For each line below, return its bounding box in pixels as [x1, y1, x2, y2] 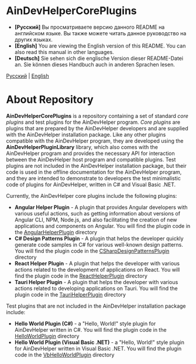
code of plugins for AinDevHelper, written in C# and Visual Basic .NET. [6, 181, 176, 188]
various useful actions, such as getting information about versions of [14, 210, 180, 217]
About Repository [6, 93, 94, 106]
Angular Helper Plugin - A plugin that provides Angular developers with [14, 204, 188, 211]
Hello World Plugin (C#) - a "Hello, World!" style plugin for [14, 320, 156, 327]
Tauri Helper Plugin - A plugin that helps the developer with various [14, 278, 178, 285]
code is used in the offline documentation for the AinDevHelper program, [6, 168, 182, 176]
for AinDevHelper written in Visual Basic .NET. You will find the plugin [14, 345, 182, 352]
